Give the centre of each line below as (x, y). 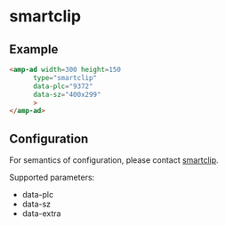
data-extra (41, 214)
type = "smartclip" (65, 77)
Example (34, 49)
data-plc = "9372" (63, 86)
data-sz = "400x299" (67, 94)
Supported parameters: (52, 178)
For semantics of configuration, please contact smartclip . (114, 160)
